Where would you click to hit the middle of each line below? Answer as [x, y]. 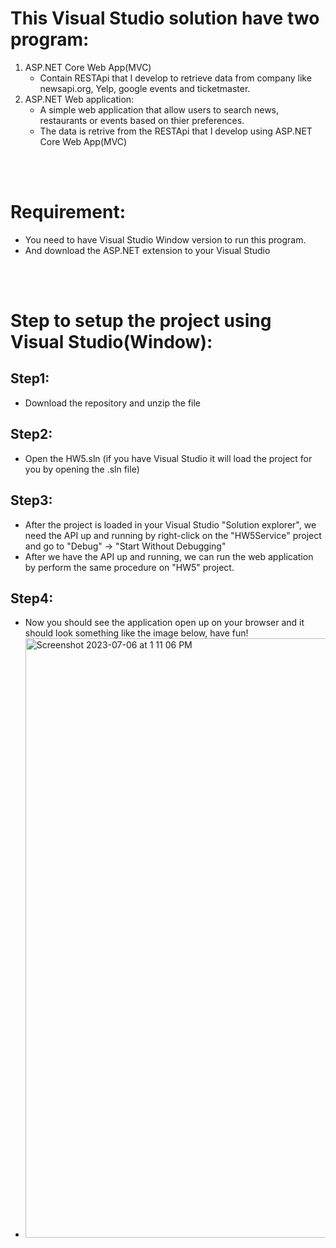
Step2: [31, 434]
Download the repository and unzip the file [113, 403]
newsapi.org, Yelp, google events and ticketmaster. [145, 88]
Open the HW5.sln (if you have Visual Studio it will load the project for [168, 458]
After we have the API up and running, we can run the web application [169, 556]
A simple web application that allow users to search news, [159, 109]
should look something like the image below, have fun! [136, 633]
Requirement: [68, 212]
